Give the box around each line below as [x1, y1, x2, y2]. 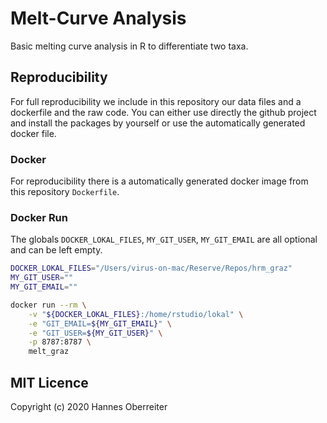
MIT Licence [10, 374, 89, 391]
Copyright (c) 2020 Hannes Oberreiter [10, 401, 168, 413]
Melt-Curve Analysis [10, 7, 187, 30]
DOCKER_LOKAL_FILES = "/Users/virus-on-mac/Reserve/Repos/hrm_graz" [10, 263, 293, 274]
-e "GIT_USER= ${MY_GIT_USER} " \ [28, 328, 163, 338]
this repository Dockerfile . [10, 186, 120, 198]
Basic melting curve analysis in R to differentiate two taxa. [10, 40, 249, 52]
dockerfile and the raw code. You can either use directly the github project [10, 106, 317, 118]
